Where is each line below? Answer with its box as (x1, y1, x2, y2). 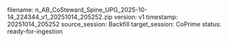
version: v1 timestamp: (113, 13, 178, 21)
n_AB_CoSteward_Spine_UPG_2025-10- (35, 6, 148, 14)
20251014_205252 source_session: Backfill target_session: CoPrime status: (7, 20, 222, 28)
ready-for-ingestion (7, 27, 64, 35)
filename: (7, 6, 34, 14)
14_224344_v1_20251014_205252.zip (7, 13, 113, 21)
